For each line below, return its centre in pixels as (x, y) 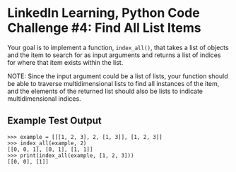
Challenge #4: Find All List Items (104, 28)
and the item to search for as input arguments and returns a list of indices (114, 55)
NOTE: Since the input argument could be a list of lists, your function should (118, 76)
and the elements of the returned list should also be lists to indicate (105, 91)
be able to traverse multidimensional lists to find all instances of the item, (113, 83)
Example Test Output (54, 121)
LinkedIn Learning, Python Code (104, 13)
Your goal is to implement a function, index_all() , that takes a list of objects (118, 47)
